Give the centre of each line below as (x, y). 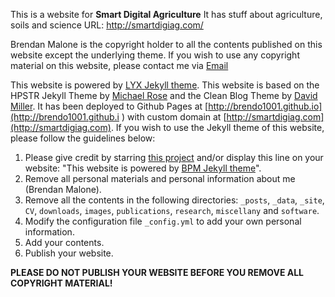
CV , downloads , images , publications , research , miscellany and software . (172, 210)
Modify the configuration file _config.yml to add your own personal (163, 221)
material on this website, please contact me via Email (119, 65)
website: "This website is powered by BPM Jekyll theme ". (143, 168)
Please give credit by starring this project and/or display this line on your (174, 157)
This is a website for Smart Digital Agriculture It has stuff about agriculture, (166, 14)
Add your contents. (64, 242)
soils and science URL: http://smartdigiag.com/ (107, 25)
